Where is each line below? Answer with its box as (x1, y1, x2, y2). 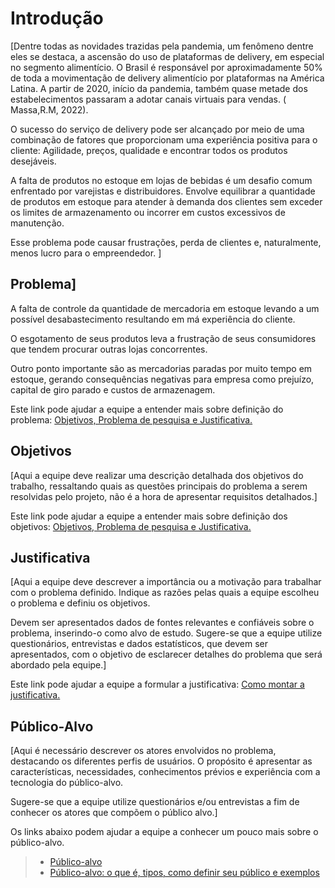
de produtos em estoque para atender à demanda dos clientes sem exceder (10, 195, 323, 207)
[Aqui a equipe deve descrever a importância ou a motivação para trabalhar (10, 576, 322, 588)
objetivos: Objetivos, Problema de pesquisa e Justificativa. (10, 520, 252, 532)
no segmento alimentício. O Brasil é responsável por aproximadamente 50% (10, 61, 323, 73)
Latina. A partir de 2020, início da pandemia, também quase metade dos (10, 82, 308, 94)
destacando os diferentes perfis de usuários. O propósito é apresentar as (10, 755, 313, 767)
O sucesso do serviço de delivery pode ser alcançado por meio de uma (10, 123, 305, 135)
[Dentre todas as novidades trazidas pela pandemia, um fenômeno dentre (10, 40, 314, 52)
